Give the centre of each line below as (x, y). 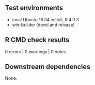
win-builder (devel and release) (43, 25)
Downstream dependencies (48, 67)
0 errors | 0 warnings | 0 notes (36, 51)
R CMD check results (37, 40)
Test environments (34, 8)
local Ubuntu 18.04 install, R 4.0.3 (45, 19)
